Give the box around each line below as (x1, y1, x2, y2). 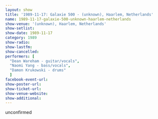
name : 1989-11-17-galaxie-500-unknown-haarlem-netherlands (5, 16, 131, 21)
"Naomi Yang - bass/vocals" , (10, 63, 71, 68)
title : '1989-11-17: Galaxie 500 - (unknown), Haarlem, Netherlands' (5, 12, 154, 17)
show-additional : (5, 95, 42, 100)
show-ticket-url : (5, 86, 42, 91)
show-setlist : (5, 26, 35, 31)
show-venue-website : (5, 91, 49, 96)
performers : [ (5, 53, 35, 59)
